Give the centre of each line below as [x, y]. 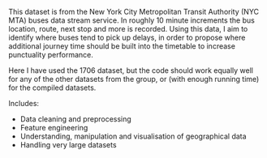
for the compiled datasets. [52, 88]
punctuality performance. [51, 55]
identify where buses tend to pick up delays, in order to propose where [127, 37]
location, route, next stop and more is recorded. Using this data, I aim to [128, 29]
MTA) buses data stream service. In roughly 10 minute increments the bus [132, 20]
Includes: [24, 103]
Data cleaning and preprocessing [75, 119]
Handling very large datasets [68, 145]
